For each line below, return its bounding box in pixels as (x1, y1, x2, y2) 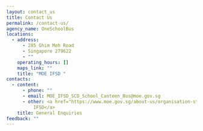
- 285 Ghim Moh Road (22, 43, 74, 49)
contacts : (6, 76, 31, 82)
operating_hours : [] (17, 59, 69, 65)
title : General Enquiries (17, 110, 83, 116)
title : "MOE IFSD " (17, 71, 66, 77)
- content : (11, 82, 39, 88)
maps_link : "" (17, 65, 53, 71)
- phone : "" (22, 88, 53, 94)
